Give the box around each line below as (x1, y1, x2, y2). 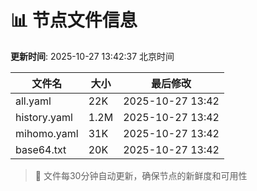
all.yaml (15, 94, 52, 108)
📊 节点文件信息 (10, 9, 138, 32)
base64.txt (15, 142, 67, 156)
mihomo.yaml (15, 126, 79, 140)
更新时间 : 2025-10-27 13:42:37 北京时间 (10, 50, 175, 62)
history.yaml (15, 110, 73, 124)
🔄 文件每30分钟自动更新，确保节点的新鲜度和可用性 (34, 169, 248, 181)
